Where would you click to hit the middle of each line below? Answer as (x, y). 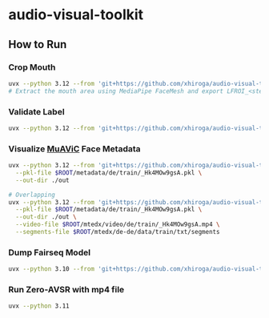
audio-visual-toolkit (76, 15)
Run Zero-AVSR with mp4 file (66, 290)
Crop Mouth (32, 67)
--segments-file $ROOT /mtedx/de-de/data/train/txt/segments (118, 232)
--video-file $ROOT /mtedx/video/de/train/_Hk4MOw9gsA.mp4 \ (118, 225)
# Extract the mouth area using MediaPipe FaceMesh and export (116, 91)
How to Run (38, 44)
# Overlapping (32, 195)
